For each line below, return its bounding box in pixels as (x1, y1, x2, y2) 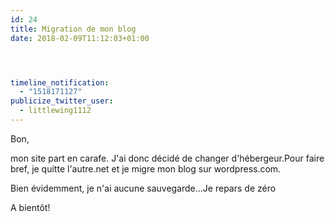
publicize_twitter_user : (10, 96, 114, 106)
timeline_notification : (10, 77, 110, 88)
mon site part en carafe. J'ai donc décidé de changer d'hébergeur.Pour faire (10, 152, 325, 164)
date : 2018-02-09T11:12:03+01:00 (10, 33, 150, 43)
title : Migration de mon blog (10, 24, 137, 34)
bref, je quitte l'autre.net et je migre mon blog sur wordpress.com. (10, 162, 282, 175)
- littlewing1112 (19, 106, 92, 116)
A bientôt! (10, 201, 51, 213)
